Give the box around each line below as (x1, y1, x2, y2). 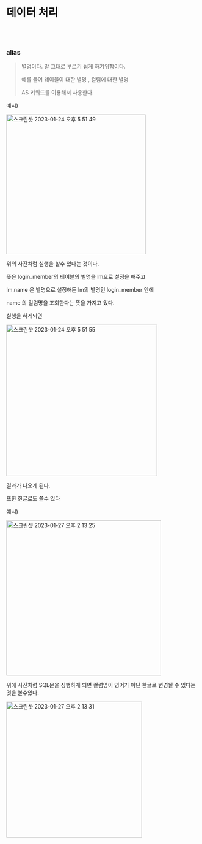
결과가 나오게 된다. (6, 482, 51, 489)
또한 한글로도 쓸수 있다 (6, 495, 60, 503)
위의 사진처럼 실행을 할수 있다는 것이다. (6, 260, 99, 267)
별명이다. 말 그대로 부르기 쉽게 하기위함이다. (21, 63, 126, 70)
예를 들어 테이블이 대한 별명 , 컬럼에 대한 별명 (21, 76, 129, 83)
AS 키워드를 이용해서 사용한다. (21, 89, 94, 96)
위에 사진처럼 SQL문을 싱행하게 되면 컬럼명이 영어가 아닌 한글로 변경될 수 (6, 682, 180, 689)
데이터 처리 (6, 6, 59, 20)
